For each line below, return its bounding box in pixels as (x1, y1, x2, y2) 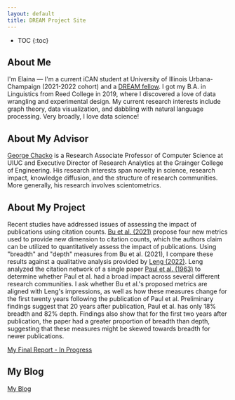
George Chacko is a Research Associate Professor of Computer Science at (7, 152, 223, 160)
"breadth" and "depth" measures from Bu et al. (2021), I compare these (7, 250, 214, 258)
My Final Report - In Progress (7, 345, 93, 354)
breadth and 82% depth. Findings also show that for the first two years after (7, 309, 227, 318)
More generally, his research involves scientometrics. (7, 181, 161, 189)
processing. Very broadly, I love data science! (7, 112, 140, 121)
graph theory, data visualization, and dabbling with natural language (7, 105, 204, 113)
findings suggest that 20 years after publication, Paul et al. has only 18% (7, 302, 216, 310)
